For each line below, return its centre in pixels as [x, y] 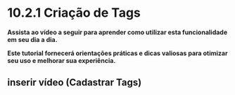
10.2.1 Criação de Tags [74, 13]
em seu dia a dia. [32, 39]
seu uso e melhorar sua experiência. [62, 60]
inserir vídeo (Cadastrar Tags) [75, 83]
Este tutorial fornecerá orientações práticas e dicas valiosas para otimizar [118, 53]
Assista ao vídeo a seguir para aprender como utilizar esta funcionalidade [118, 32]
